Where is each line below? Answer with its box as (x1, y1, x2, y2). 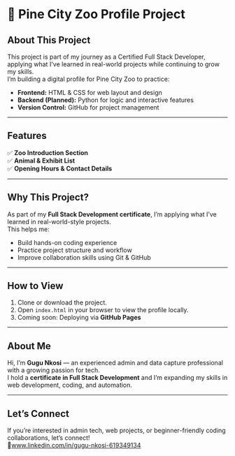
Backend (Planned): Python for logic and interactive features (17, 96, 194, 104)
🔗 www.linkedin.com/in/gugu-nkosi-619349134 (7, 441, 141, 450)
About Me (7, 340, 51, 352)
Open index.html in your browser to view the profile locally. (17, 306, 189, 314)
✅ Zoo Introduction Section (7, 148, 89, 156)
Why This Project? (7, 191, 90, 203)
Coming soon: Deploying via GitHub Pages (17, 314, 141, 322)
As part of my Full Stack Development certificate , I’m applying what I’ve (7, 209, 217, 219)
